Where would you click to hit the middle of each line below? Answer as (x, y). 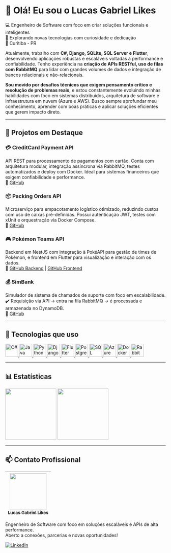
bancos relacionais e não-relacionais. (45, 75)
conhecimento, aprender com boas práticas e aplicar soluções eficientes (82, 106)
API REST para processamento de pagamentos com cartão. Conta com (80, 161)
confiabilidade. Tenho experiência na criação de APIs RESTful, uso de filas (84, 64)
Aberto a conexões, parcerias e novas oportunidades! (62, 535)
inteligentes (18, 32)
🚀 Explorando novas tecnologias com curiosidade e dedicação (71, 37)
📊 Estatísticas (28, 376)
